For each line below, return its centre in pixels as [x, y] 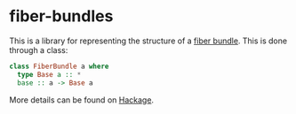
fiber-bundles [61, 16]
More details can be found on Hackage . [81, 100]
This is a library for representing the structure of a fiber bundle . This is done [148, 41]
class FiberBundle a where [59, 66]
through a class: [39, 49]
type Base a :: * [49, 74]
